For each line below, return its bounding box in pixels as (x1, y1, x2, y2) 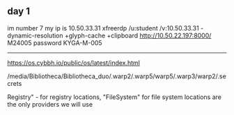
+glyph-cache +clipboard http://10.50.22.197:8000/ (64, 31, 212, 39)
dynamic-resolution (7, 31, 64, 39)
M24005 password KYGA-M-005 (7, 38, 102, 47)
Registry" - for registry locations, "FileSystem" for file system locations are (7, 93, 221, 101)
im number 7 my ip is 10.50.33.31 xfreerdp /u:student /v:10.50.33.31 (7, 24, 200, 32)
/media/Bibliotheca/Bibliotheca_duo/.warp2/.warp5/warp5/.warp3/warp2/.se (7, 72, 226, 80)
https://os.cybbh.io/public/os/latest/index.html (7, 58, 141, 67)
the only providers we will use (7, 100, 93, 108)
